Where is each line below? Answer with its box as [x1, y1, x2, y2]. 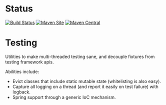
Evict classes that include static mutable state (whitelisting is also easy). [12, 78, 161, 84]
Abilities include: [5, 68, 39, 74]
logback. [12, 88, 31, 95]
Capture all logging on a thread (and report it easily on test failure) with [12, 83, 158, 89]
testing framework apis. [5, 58, 54, 65]
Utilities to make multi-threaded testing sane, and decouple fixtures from [5, 53, 155, 59]
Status [5, 3, 33, 14]
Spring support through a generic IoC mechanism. [12, 94, 116, 100]
